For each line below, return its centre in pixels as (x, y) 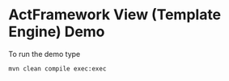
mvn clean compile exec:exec (57, 69)
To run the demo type (45, 54)
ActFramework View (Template (115, 15)
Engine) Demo (57, 32)
